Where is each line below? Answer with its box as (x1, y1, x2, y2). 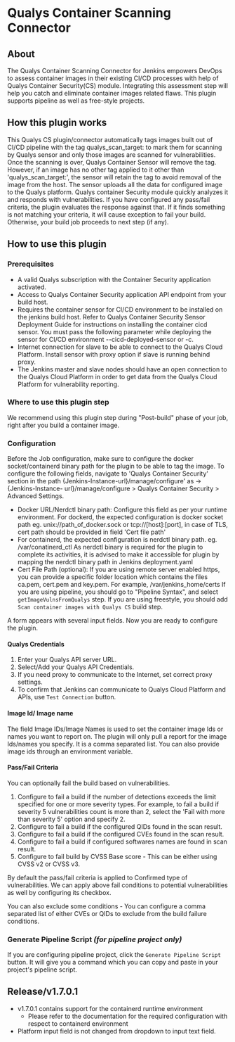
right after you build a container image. (7, 421, 120, 429)
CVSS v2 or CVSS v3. (17, 860, 81, 868)
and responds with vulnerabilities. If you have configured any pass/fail (7, 195, 210, 203)
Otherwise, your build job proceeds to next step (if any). (7, 217, 170, 226)
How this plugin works (7, 117, 107, 129)
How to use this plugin (7, 238, 107, 250)
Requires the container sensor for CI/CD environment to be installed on (17, 305, 223, 314)
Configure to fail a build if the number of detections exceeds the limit (17, 792, 216, 801)
